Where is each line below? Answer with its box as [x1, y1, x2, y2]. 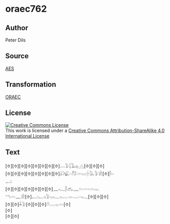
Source [5, 52, 29, 60]
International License [5, 133, 50, 139]
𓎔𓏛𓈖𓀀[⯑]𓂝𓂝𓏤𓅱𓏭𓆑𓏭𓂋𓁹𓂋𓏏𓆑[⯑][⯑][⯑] [5, 194, 109, 200]
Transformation [5, 80, 56, 89]
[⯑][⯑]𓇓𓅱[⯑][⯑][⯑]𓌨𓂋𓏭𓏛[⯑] [5, 201, 71, 208]
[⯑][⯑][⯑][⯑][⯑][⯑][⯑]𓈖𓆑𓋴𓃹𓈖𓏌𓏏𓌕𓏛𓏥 [5, 186, 99, 192]
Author [5, 24, 28, 32]
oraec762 [5, 3, 47, 15]
